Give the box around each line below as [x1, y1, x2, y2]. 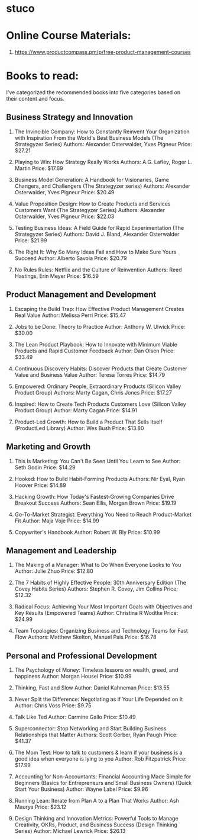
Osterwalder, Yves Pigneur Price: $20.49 [14, 188, 115, 195]
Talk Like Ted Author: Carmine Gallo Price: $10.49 [14, 713, 136, 721]
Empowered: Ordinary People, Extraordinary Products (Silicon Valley [14, 383, 181, 390]
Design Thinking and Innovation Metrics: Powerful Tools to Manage [14, 815, 178, 822]
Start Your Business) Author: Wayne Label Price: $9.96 [14, 786, 148, 793]
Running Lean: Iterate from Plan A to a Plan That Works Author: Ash [14, 797, 179, 804]
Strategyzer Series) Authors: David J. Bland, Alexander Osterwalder [14, 230, 180, 238]
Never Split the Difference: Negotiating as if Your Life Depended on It [14, 695, 183, 703]
